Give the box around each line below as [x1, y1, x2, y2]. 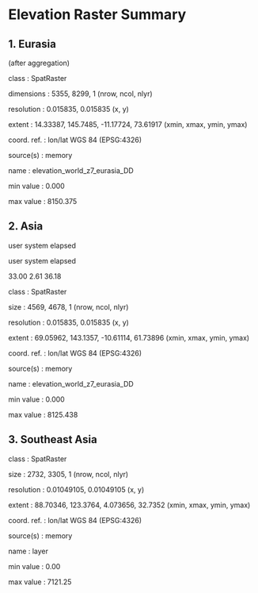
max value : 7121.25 [8, 577, 72, 587]
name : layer [8, 546, 49, 556]
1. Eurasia [8, 37, 57, 51]
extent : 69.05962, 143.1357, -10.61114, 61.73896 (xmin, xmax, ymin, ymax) [8, 333, 250, 342]
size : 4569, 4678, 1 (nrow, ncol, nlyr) [8, 302, 129, 311]
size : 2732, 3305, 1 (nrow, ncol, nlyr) [8, 469, 129, 479]
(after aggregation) [8, 58, 70, 67]
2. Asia [8, 220, 44, 233]
